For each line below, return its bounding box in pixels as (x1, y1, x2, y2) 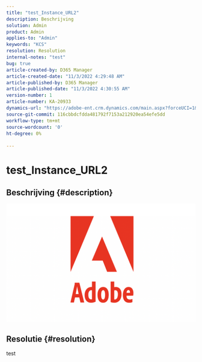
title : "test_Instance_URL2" (6, 10, 79, 16)
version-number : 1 (6, 92, 52, 99)
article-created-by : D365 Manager (6, 67, 93, 73)
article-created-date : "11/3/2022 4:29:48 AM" (6, 73, 125, 80)
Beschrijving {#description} (6, 187, 113, 198)
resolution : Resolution (6, 48, 66, 54)
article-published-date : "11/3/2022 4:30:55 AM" (6, 86, 130, 92)
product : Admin (6, 29, 44, 35)
